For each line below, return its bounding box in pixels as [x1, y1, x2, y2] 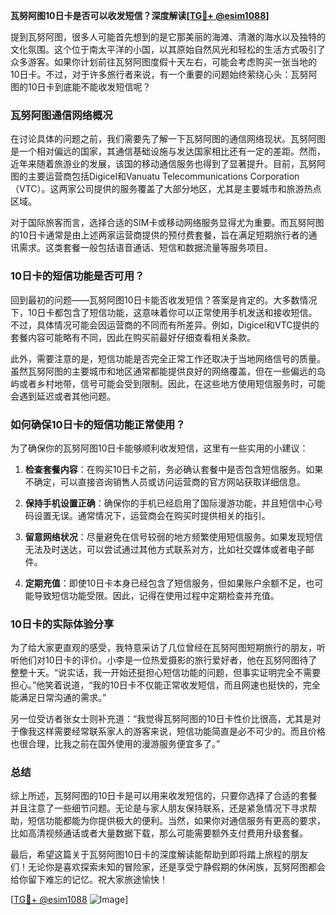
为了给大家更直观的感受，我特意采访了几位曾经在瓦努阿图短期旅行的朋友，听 [10, 642, 326, 654]
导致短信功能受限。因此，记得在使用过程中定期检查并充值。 [33, 589, 280, 601]
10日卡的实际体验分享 [10, 617, 115, 631]
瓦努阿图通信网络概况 [10, 108, 113, 122]
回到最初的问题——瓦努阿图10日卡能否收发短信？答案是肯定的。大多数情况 [10, 294, 318, 306]
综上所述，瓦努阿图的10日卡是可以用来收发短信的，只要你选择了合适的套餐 [10, 790, 318, 802]
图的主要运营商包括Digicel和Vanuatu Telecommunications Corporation [10, 170, 300, 183]
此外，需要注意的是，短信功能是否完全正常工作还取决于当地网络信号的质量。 [10, 352, 326, 364]
